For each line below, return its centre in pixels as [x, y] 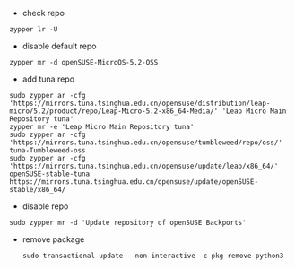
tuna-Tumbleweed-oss [48, 151]
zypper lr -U [34, 30]
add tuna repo [48, 79]
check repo [43, 13]
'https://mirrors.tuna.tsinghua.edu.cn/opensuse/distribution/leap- [140, 103]
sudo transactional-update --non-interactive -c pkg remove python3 [153, 256]
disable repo [45, 206]
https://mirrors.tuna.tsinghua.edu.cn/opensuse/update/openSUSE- [134, 182]
